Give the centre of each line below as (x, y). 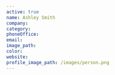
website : (17, 57)
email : (15, 40)
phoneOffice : (23, 34)
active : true (23, 12)
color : (15, 51)
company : (17, 23)
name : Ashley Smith (31, 18)
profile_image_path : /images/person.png (58, 62)
